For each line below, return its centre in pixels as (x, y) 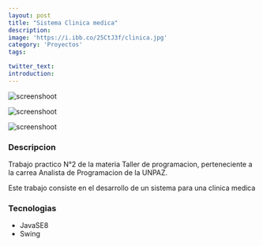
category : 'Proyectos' (45, 45)
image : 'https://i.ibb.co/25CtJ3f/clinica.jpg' (88, 37)
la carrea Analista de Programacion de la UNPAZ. (88, 173)
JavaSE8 (34, 225)
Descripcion (32, 147)
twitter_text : (32, 67)
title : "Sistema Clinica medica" (63, 23)
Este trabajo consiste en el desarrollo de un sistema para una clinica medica (132, 188)
